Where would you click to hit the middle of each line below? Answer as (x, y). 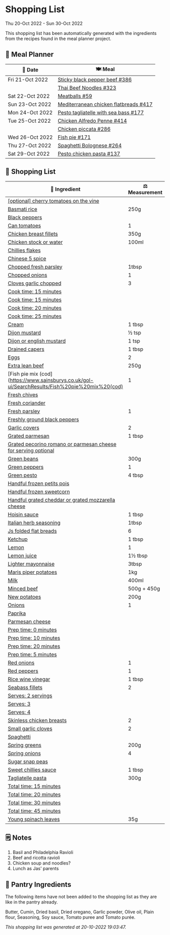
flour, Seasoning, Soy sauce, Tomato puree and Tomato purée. (70, 917)
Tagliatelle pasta (27, 778)
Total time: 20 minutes (34, 794)
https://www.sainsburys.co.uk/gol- (52, 380)
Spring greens (25, 745)
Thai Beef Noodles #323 (87, 88)
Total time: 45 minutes (34, 811)
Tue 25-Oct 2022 (29, 121)
